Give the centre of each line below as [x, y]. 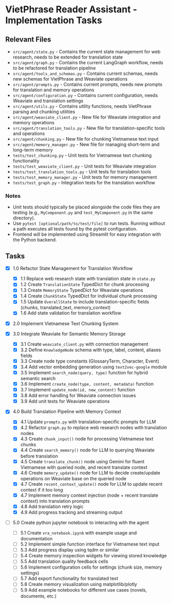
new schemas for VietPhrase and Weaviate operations [70, 79]
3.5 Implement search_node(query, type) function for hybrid [84, 372]
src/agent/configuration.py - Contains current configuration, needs [85, 95]
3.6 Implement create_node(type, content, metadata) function [87, 384]
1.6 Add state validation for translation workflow [71, 313]
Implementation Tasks [54, 20]
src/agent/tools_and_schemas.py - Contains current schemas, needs [85, 73]
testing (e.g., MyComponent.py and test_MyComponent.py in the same [83, 213]
